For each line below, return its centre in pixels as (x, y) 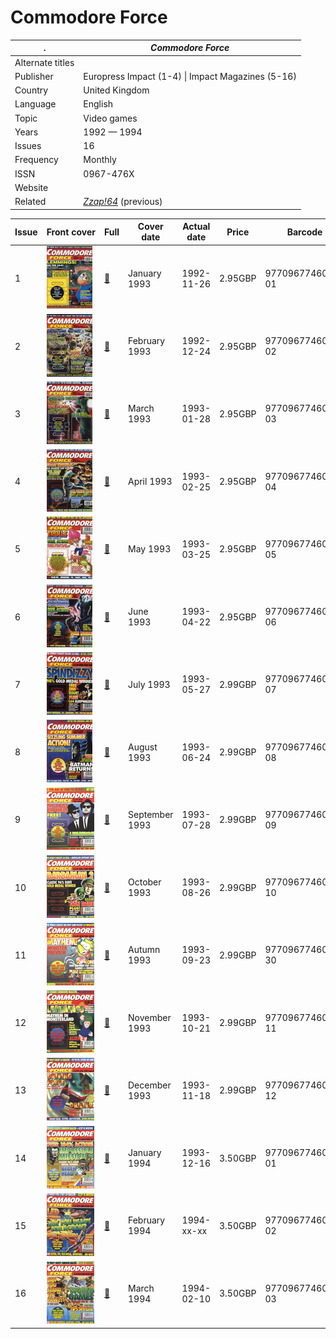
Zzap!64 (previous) (123, 202)
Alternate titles (44, 62)
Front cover (71, 232)
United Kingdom (116, 90)
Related (30, 202)
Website (31, 187)
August (142, 747)
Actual (196, 227)
